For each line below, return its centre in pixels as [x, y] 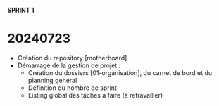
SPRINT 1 [21, 10]
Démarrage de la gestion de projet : [69, 65]
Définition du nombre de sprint [73, 88]
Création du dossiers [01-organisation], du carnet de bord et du [120, 72]
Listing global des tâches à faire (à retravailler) [95, 95]
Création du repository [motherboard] [72, 58]
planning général [52, 80]
